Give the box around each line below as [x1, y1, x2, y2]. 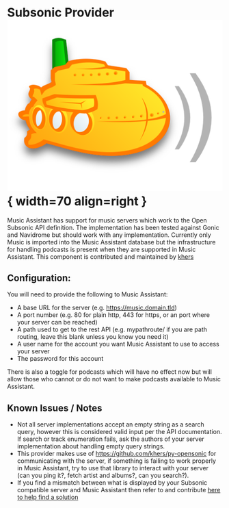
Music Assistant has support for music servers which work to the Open [7, 216, 207, 224]
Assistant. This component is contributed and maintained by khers [7, 252, 194, 261]
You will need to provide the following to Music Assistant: [7, 290, 168, 299]
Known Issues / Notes [7, 402, 103, 414]
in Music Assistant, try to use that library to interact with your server [16, 464, 208, 472]
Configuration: [7, 272, 71, 283]
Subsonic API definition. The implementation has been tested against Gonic [7, 223, 220, 231]
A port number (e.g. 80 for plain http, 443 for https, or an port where [16, 311, 211, 319]
